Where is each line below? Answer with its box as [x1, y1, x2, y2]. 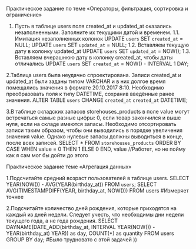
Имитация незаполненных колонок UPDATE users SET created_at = [14, 35, 184, 42]
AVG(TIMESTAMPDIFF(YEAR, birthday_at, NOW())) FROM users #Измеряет [6, 187, 190, 194]
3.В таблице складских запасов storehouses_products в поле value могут [6, 108, 190, 115]
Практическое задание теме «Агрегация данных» [6, 163, 132, 170]
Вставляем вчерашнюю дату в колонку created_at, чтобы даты [14, 54, 173, 61]
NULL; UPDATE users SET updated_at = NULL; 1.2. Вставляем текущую [14, 41, 190, 48]
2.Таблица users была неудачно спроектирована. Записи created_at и [6, 72, 181, 78]
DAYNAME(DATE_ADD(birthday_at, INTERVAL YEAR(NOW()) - [6, 224, 155, 230]
